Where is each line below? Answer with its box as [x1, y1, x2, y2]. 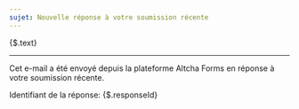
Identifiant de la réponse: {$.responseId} [9, 90, 158, 100]
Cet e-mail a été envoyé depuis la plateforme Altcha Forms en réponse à [9, 63, 275, 74]
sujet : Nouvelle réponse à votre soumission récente [9, 12, 209, 22]
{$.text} [9, 37, 37, 48]
